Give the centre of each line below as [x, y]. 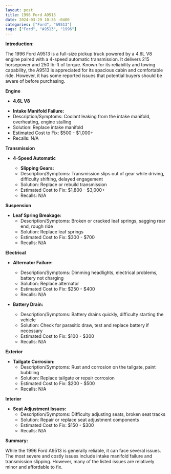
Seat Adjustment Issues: [39, 409]
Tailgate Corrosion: [34, 362]
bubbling [30, 373]
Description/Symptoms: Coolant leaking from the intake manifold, [82, 117]
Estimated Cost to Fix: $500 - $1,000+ [53, 133]
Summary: [17, 441]
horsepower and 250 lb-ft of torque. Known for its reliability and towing [80, 65]
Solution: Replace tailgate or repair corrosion [68, 378]
